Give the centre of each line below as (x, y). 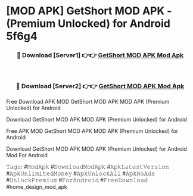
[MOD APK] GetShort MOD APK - (89, 11)
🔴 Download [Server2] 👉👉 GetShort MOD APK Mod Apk (100, 86)
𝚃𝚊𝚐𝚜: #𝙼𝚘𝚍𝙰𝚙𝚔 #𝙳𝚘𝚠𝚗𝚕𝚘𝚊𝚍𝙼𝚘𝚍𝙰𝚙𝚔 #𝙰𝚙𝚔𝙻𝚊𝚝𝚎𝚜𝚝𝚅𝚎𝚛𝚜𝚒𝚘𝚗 (88, 167)
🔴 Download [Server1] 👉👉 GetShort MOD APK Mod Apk (100, 55)
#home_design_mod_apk (37, 186)
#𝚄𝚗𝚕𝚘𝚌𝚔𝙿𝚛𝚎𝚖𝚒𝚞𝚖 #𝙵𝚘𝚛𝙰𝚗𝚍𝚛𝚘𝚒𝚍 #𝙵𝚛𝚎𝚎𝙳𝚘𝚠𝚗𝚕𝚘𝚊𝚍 (77, 180)
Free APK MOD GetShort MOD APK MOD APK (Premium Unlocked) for (92, 131)
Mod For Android (27, 155)
